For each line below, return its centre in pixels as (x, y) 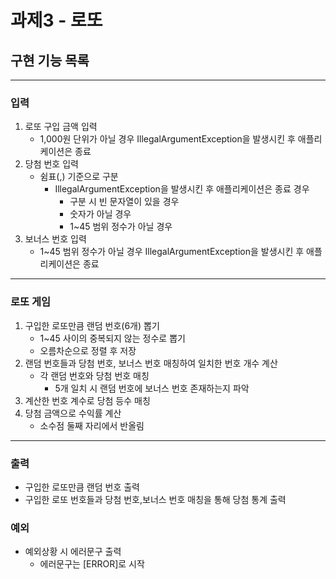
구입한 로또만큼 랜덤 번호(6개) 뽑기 (92, 325)
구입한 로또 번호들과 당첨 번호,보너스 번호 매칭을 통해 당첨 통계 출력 (155, 499)
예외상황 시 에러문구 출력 (73, 552)
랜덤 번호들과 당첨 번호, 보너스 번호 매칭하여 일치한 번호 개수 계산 (151, 363)
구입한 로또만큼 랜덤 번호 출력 (82, 487)
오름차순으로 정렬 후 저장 (88, 350)
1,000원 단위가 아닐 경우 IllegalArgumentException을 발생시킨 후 (167, 139)
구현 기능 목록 (50, 60)
